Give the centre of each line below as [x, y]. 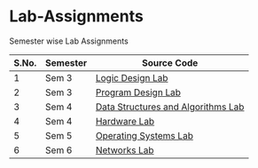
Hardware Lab [125, 121]
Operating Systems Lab [144, 135]
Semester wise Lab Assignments [69, 41]
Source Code [170, 62]
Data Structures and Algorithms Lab [170, 107]
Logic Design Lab [132, 77]
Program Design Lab [138, 92]
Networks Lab [125, 150]
